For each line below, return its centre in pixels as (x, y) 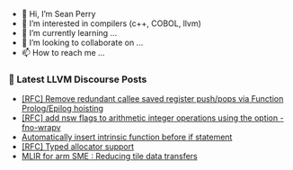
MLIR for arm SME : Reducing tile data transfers (110, 157)
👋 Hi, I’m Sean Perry (58, 14)
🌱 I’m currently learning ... (69, 33)
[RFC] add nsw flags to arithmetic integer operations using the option (150, 118)
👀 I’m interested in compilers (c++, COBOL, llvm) (111, 23)
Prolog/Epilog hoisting (62, 109)
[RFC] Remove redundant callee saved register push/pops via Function (152, 99)
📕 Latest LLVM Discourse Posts (78, 79)
